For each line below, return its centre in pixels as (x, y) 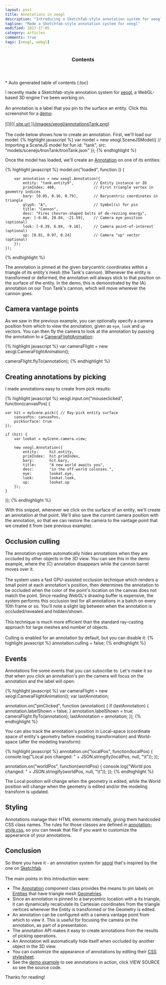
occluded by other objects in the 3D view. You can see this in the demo (77, 559)
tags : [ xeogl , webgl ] (27, 42)
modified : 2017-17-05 (27, 28)
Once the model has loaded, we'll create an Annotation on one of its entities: (83, 160)
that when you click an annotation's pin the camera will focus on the (75, 676)
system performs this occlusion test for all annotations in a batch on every (81, 601)
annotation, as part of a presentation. (50, 925)
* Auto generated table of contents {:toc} (47, 82)
